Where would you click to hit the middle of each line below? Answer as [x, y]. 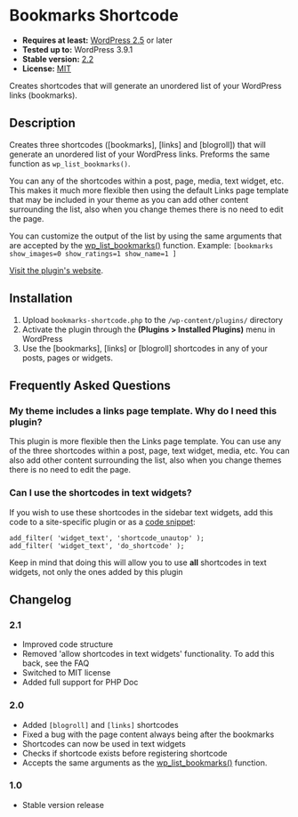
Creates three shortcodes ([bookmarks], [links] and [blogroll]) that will [138, 144]
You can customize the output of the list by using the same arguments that [145, 236]
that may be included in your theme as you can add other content [129, 199]
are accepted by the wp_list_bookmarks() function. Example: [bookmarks [141, 245]
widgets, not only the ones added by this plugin [97, 571]
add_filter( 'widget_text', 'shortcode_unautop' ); [107, 538]
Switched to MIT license [66, 673]
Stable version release [63, 805]
